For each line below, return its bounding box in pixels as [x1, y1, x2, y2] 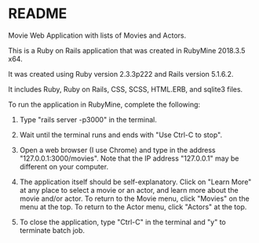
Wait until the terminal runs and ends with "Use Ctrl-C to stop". [19, 130, 222, 140]
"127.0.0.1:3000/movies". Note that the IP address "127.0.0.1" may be [19, 154, 239, 163]
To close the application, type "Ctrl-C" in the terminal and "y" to [19, 217, 226, 227]
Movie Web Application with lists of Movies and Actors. [8, 31, 187, 40]
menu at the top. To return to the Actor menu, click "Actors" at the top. [19, 201, 247, 212]
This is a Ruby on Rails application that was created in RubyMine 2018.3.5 [8, 45, 246, 55]
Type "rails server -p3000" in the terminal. [19, 114, 157, 124]
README [8, 5, 67, 23]
